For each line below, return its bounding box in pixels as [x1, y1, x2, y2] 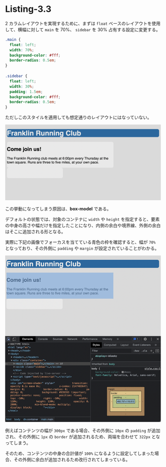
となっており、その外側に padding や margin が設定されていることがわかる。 [5, 245, 160, 251]
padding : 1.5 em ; [9, 89, 43, 94]
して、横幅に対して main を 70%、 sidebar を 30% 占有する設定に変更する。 [5, 26, 161, 33]
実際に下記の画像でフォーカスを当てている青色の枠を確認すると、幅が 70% [5, 239, 156, 245]
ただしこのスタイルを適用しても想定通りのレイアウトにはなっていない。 [5, 115, 152, 121]
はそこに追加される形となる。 [5, 228, 66, 234]
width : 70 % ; [9, 47, 35, 52]
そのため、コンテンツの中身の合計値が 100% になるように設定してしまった [5, 450, 155, 456]
